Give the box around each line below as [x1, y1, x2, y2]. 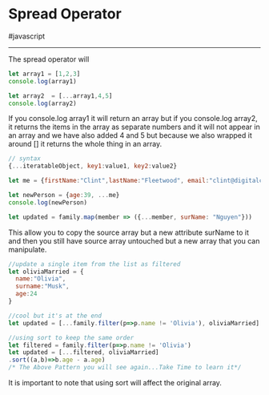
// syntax [8, 155, 42, 163]
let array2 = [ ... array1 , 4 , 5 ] [8, 91, 113, 100]
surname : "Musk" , [15, 282, 70, 291]
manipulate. [8, 244, 47, 254]
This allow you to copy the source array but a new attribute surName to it [8, 228, 250, 237]
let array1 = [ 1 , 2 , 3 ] [8, 70, 81, 78]
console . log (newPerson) [8, 198, 88, 207]
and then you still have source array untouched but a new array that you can [8, 236, 260, 245]
